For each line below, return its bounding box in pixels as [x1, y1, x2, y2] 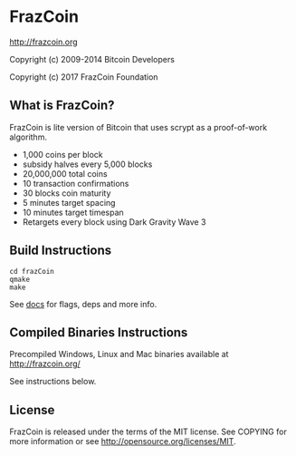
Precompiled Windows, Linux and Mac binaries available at [9, 349, 229, 360]
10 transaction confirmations [22, 178, 129, 189]
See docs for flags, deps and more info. [9, 298, 158, 309]
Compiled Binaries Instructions [9, 325, 188, 340]
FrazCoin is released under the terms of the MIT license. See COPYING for [9, 426, 287, 437]
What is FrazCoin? [9, 98, 115, 113]
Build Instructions [9, 243, 112, 258]
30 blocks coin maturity [22, 188, 111, 199]
